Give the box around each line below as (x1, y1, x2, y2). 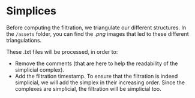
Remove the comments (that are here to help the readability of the (14, 60, 178, 67)
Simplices (6, 4, 57, 18)
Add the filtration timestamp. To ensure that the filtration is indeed (14, 72, 178, 79)
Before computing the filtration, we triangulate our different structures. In (6, 24, 187, 31)
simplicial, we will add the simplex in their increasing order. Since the (14, 79, 185, 86)
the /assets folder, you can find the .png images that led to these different (6, 30, 189, 37)
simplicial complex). (14, 66, 65, 73)
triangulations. (6, 36, 42, 44)
